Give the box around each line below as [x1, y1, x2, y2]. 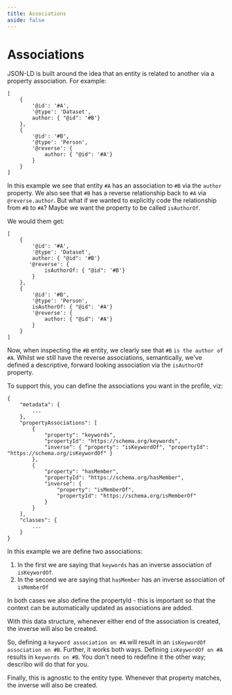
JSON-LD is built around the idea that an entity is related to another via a [7, 69, 215, 78]
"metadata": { [19, 401, 60, 409]
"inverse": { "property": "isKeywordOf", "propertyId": [44, 444, 209, 451]
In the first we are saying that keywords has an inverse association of [17, 561, 213, 569]
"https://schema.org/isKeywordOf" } [7, 450, 113, 457]
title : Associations [7, 10, 67, 17]
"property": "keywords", [44, 432, 116, 439]
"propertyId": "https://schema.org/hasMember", [44, 474, 185, 482]
